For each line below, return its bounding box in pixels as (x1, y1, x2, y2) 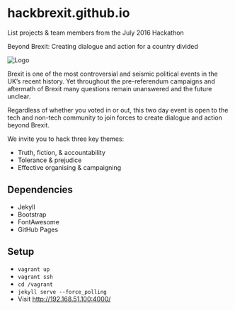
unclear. (7, 92, 31, 101)
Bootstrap (17, 210, 47, 219)
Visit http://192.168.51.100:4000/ (17, 294, 111, 303)
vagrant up (17, 265, 50, 273)
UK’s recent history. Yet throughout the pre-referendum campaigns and (7, 76, 216, 86)
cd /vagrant (17, 281, 53, 288)
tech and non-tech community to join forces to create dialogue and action (7, 113, 223, 122)
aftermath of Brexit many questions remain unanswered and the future (7, 84, 212, 93)
